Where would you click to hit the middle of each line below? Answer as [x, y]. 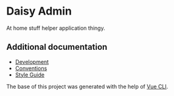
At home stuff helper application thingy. [56, 28]
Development [32, 61]
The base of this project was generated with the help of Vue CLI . [87, 86]
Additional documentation [57, 47]
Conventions [31, 68]
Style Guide [30, 75]
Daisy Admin [39, 11]
